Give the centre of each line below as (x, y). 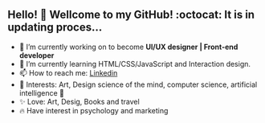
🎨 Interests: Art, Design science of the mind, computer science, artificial (138, 84)
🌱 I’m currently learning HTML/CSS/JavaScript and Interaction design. (135, 64)
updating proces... (55, 28)
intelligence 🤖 (42, 92)
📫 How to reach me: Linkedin (68, 72)
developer (37, 55)
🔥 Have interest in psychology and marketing (94, 110)
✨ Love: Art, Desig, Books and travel (79, 101)
